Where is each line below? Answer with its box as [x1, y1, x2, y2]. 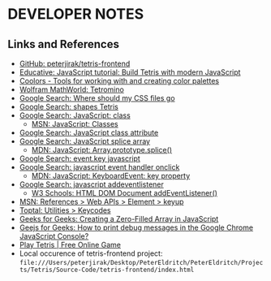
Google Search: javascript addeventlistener [19, 179, 164, 189]
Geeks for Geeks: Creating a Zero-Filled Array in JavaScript [19, 214, 219, 223]
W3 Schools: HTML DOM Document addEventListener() [31, 188, 218, 197]
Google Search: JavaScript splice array [19, 136, 151, 146]
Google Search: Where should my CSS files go [19, 93, 175, 102]
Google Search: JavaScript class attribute [19, 128, 159, 137]
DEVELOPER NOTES [7, 5, 144, 24]
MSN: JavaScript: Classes [31, 119, 118, 128]
